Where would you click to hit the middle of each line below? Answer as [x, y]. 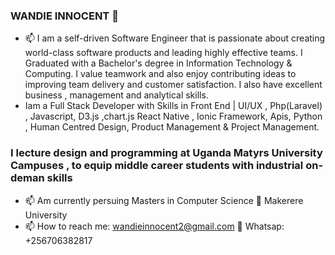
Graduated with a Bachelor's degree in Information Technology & [158, 63]
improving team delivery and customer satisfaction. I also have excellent [173, 85]
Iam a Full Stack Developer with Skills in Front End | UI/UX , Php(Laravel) [173, 106]
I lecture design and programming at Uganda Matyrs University [166, 153]
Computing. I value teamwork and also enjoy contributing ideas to [160, 74]
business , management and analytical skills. [116, 95]
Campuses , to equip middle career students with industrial [157, 166]
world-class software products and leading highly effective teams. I [163, 53]
